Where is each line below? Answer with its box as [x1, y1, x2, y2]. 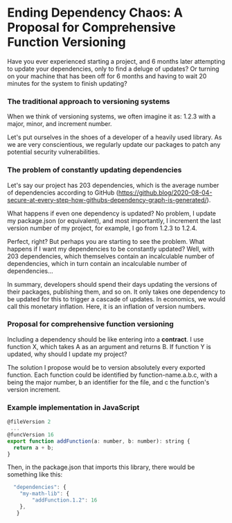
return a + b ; [13, 444, 54, 451]
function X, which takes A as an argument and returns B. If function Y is [7, 342, 211, 351]
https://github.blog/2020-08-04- [118, 188, 213, 197]
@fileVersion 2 [7, 418, 51, 425]
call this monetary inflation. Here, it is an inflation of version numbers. [7, 302, 206, 310]
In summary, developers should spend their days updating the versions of [7, 280, 217, 288]
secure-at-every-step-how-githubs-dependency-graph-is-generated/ [7, 195, 207, 204]
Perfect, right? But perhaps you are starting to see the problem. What [7, 237, 205, 245]
